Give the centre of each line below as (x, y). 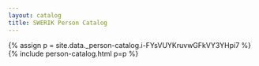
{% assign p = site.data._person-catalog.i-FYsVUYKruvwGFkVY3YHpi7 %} (129, 45)
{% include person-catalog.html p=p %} (73, 53)
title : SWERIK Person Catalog (58, 23)
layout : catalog (35, 15)
